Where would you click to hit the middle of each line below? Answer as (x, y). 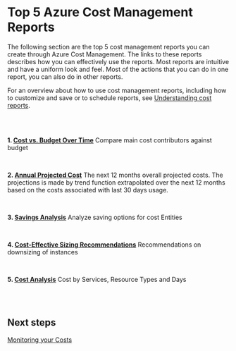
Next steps (32, 322)
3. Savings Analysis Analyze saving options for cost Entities (95, 217)
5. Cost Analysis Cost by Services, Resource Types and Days (97, 279)
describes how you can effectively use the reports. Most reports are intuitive (118, 61)
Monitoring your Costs (40, 340)
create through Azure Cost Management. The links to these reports (105, 54)
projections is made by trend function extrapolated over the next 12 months (116, 182)
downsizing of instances (43, 252)
